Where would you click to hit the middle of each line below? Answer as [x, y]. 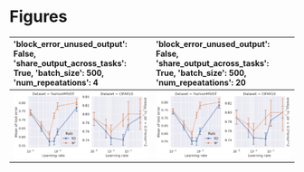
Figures [38, 17]
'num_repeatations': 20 [201, 82]
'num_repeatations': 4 [56, 82]
